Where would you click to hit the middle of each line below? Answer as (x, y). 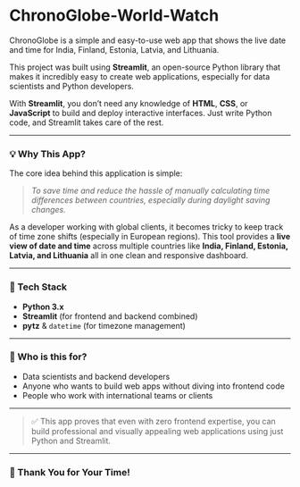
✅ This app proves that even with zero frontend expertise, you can (154, 421)
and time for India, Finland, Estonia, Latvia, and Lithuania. (114, 49)
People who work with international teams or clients (117, 395)
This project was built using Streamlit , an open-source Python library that (145, 67)
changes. (49, 210)
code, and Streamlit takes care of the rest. (87, 122)
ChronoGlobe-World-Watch (114, 16)
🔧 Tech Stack (38, 287)
